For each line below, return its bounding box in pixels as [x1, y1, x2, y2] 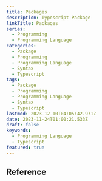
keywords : [6, 128, 32, 134]
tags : [6, 77, 20, 83]
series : [6, 26, 26, 32]
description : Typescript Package [6, 15, 91, 21]
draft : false [6, 122, 39, 128]
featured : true [6, 144, 45, 151]
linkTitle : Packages [6, 20, 59, 26]
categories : [6, 43, 36, 49]
